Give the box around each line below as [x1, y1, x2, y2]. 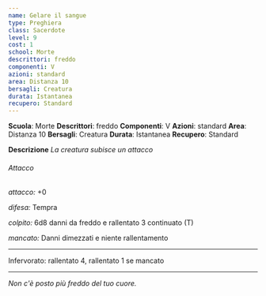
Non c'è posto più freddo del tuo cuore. [8, 279, 137, 288]
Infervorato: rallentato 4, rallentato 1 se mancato [8, 256, 165, 265]
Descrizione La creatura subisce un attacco [8, 145, 154, 155]
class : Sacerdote [8, 26, 66, 34]
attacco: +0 [8, 187, 47, 197]
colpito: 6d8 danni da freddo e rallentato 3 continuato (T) [8, 218, 194, 227]
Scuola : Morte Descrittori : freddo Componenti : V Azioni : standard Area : [8, 122, 247, 131]
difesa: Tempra [8, 203, 58, 212]
